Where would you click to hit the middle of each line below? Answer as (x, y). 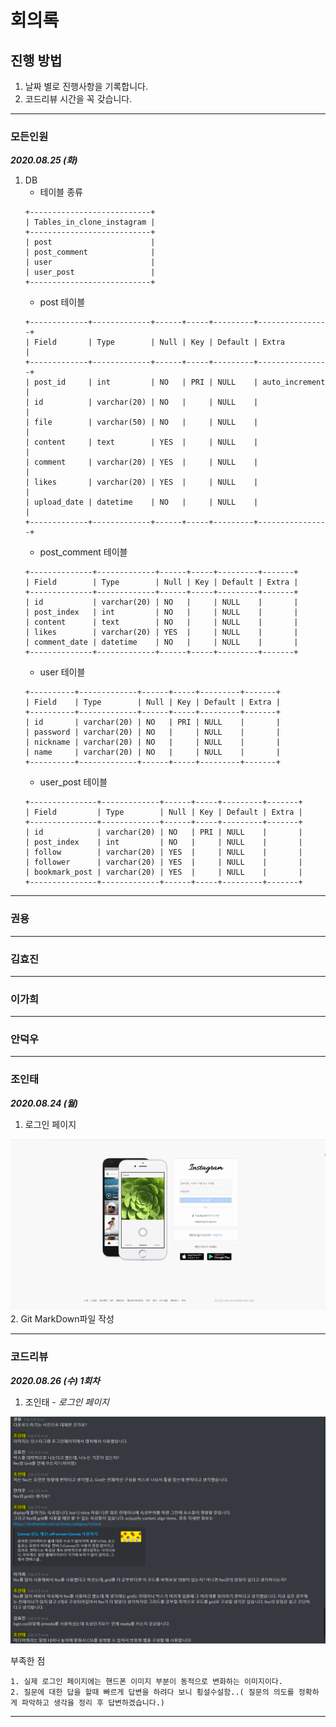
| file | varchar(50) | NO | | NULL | (141, 422)
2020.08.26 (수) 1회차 (55, 1380)
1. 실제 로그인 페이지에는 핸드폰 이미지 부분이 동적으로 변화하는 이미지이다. (146, 1681)
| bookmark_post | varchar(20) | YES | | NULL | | (163, 872)
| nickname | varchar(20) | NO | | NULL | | (152, 742)
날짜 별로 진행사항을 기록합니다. (86, 86)
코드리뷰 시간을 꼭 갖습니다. (78, 99)
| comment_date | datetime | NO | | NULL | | (161, 642)
